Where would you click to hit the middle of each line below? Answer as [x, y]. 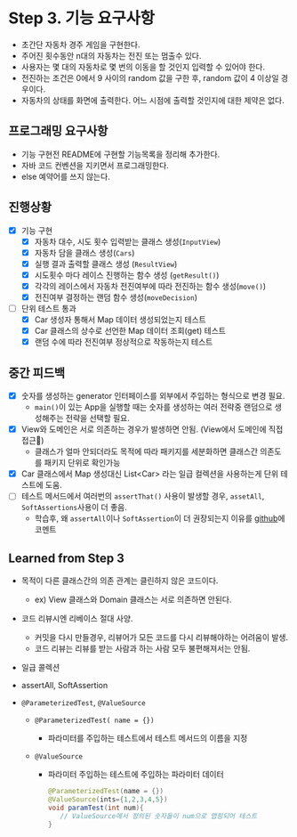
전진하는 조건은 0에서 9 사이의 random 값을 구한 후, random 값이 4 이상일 [150, 77]
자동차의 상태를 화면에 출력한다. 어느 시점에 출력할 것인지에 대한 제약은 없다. [153, 100]
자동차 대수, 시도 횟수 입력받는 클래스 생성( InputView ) [128, 241]
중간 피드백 [37, 373]
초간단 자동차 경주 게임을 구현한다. [80, 45]
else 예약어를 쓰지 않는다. [65, 176]
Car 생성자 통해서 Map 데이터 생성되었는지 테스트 [120, 320]
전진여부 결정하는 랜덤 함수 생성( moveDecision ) [116, 297]
